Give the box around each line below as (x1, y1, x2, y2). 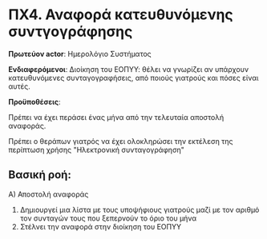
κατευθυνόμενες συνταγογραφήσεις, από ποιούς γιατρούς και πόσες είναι (8, 73, 259, 82)
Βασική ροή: (8, 168, 72, 181)
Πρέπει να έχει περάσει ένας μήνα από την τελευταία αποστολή (8, 112, 225, 121)
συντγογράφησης (8, 22, 133, 41)
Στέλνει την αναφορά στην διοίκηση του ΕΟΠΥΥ (19, 221, 182, 231)
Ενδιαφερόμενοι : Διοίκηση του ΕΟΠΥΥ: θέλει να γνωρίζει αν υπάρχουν (8, 64, 249, 74)
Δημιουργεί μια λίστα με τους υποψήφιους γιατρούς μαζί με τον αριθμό (19, 205, 260, 214)
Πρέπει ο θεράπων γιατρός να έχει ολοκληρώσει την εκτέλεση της (8, 136, 234, 145)
